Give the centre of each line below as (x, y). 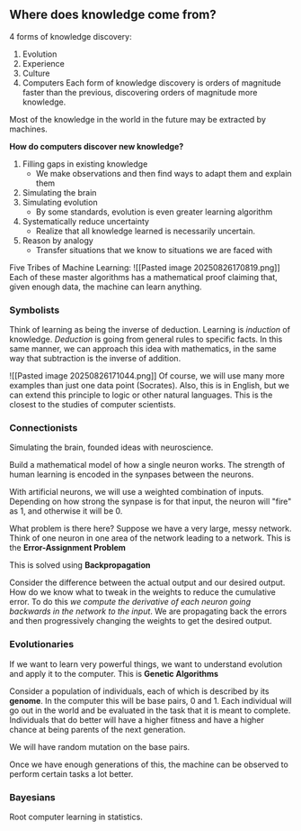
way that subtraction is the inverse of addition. (95, 359)
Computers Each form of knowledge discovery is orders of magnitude (151, 82)
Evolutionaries (42, 644)
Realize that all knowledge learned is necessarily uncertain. (146, 231)
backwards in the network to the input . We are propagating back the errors (148, 611)
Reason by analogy (58, 240)
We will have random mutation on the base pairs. (100, 746)
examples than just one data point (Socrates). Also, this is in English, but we (150, 386)
